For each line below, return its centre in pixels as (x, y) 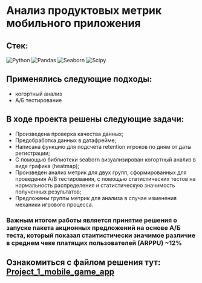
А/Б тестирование (38, 100)
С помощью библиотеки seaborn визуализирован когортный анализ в (106, 159)
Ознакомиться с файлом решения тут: (83, 262)
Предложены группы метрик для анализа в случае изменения (96, 198)
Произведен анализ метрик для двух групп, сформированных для (101, 172)
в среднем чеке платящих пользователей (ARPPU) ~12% (94, 242)
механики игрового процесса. (54, 204)
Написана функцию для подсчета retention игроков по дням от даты (103, 146)
